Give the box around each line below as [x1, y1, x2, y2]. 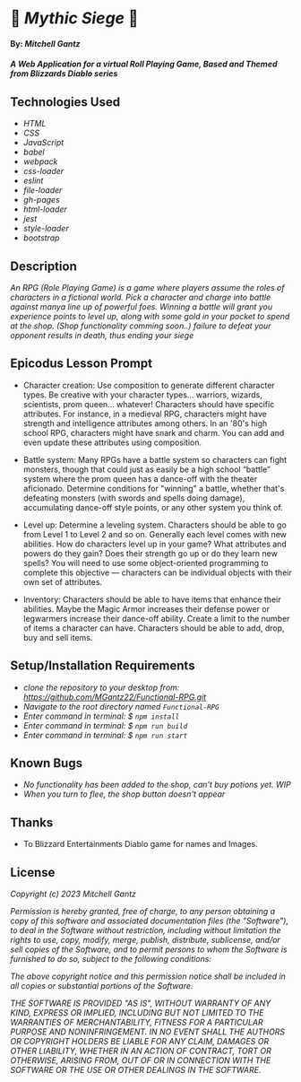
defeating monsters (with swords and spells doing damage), [22, 493, 245, 503]
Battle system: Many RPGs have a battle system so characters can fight [22, 454, 288, 465]
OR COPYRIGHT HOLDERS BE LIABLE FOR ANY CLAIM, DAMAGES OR [10, 1036, 270, 1047]
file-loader [22, 185, 63, 196]
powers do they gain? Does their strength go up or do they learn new [22, 547, 279, 559]
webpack [22, 156, 58, 167]
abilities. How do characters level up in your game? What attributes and [22, 538, 288, 549]
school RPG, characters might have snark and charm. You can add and [22, 427, 285, 438]
